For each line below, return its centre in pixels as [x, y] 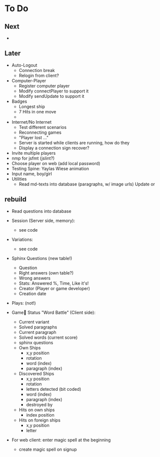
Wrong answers [35, 278]
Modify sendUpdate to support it [52, 96]
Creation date [33, 293]
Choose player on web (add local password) [56, 163]
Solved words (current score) [48, 337]
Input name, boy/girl [32, 174]
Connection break [37, 70]
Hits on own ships [37, 410]
